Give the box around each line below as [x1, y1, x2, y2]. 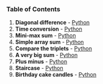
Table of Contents [6, 5, 61, 13]
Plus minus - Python [15, 58, 68, 66]
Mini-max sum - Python [15, 32, 76, 39]
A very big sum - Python [15, 52, 78, 59]
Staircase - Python [15, 64, 63, 72]
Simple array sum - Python [15, 39, 84, 46]
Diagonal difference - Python [15, 19, 90, 26]
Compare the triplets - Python [15, 45, 93, 52]
